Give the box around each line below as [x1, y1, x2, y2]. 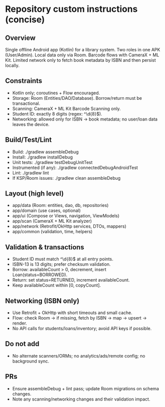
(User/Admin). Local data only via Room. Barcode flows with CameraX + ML [5, 52, 160, 58]
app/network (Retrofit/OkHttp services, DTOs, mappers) [12, 223, 127, 229]
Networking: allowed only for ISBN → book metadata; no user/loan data [12, 116, 158, 122]
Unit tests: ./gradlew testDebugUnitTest [12, 159, 93, 165]
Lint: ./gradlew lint [12, 169, 49, 176]
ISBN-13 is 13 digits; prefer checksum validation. [12, 261, 111, 267]
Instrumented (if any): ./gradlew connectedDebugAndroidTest [12, 164, 138, 170]
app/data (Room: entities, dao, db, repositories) [12, 203, 109, 208]
